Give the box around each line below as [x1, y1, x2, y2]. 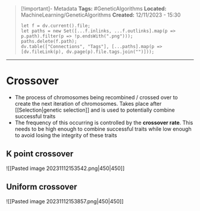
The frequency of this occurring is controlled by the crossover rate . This [14, 119, 193, 126]
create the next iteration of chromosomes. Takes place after [14, 100, 162, 107]
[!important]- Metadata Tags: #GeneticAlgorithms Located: [20, 5, 167, 12]
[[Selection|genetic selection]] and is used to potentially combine [14, 106, 175, 114]
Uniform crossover [6, 182, 77, 192]
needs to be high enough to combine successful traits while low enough [14, 125, 192, 133]
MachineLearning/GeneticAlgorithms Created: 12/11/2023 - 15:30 [20, 11, 181, 18]
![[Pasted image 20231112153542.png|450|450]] [6, 165, 125, 172]
